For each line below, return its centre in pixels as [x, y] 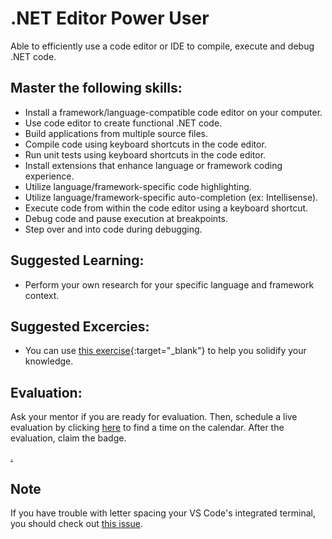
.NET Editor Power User [110, 18]
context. [42, 295]
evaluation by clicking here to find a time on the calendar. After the [147, 428]
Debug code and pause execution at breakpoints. [126, 218]
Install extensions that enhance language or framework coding [153, 165]
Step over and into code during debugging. [113, 229]
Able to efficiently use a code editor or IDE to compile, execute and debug [162, 46]
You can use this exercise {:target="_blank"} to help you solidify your [165, 351]
